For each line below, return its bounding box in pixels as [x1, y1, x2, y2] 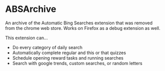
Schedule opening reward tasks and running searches [12, 55, 124, 61]
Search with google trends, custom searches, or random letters [12, 60, 143, 66]
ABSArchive [5, 3, 56, 15]
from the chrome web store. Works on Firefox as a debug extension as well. [5, 25, 161, 31]
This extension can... [5, 35, 48, 41]
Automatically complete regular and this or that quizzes [12, 50, 126, 56]
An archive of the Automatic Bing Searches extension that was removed [5, 20, 153, 26]
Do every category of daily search [12, 44, 83, 50]
